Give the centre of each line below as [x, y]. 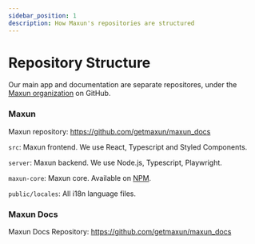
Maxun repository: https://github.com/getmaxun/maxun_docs [110, 131]
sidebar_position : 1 [43, 16]
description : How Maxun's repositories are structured [102, 23]
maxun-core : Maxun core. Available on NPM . [80, 178]
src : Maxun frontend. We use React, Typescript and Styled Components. [128, 147]
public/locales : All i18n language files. [72, 194]
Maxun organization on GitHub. [60, 94]
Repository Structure [80, 63]
